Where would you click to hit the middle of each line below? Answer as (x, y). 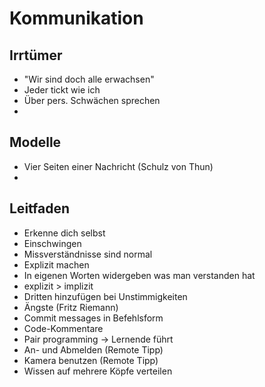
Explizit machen (56, 264)
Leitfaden (40, 208)
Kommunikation (76, 18)
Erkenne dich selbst (64, 233)
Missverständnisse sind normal (88, 254)
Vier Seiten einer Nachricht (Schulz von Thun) (118, 166)
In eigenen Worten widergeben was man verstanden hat (139, 275)
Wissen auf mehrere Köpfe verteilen (98, 371)
